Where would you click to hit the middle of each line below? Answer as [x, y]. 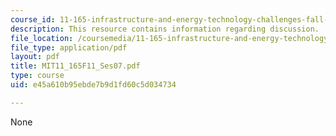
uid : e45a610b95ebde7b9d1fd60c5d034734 [93, 85]
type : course [37, 76]
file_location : [42, 38]
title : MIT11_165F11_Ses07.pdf [75, 66]
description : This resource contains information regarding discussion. [165, 29]
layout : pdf [35, 57]
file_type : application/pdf [69, 47]
